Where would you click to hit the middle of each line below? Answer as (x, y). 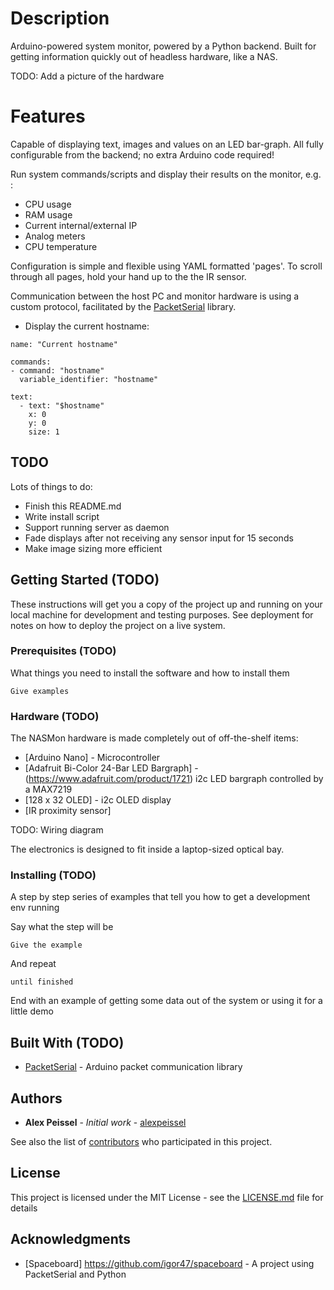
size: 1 (44, 432)
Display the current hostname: (87, 326)
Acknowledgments (71, 1239)
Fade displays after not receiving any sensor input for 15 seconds (159, 538)
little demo (32, 1011)
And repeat (33, 964)
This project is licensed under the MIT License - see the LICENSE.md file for (167, 1197)
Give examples (40, 691)
